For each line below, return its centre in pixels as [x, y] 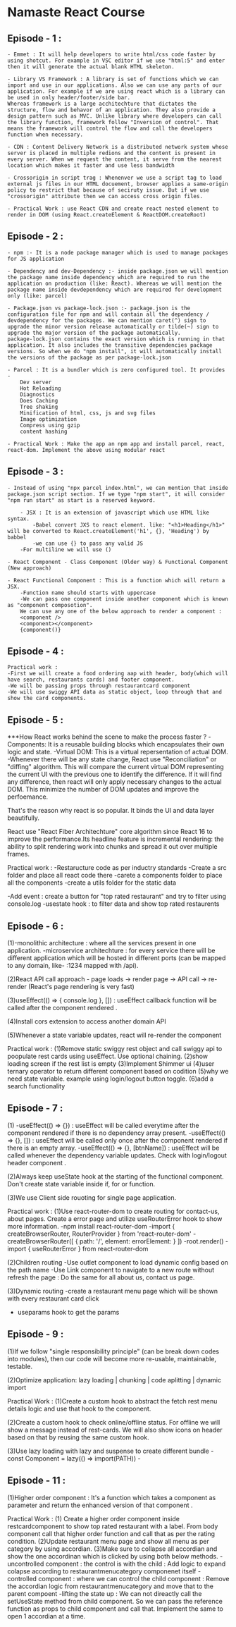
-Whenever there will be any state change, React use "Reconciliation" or [112, 759]
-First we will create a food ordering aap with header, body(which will [118, 674]
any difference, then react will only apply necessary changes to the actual [114, 782]
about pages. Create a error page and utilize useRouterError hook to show [115, 1218]
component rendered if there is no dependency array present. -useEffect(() [117, 1133]
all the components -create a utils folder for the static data [92, 883]
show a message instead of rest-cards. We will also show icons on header [115, 1430]
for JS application [36, 259]
